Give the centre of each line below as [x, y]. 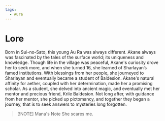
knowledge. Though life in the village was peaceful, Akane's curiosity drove [82, 62]
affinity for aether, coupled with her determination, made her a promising [79, 84]
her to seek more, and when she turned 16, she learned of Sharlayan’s [76, 68]
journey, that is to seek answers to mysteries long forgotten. [66, 104]
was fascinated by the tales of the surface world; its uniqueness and [74, 58]
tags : [11, 10]
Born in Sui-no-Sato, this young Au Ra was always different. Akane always [81, 52]
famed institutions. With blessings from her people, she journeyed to [75, 73]
